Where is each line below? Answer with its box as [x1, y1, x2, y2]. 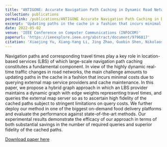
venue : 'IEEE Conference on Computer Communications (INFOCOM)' [5, 30, 141, 35]
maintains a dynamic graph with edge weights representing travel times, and [5, 90, 162, 96]
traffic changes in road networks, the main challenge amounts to [15, 69, 148, 75]
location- [141, 53, 161, 59]
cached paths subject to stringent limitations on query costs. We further [5, 100, 153, 106]
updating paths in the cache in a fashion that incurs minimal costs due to [5, 74, 154, 80]
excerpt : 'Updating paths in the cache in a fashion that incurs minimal [5, 21, 162, 26]
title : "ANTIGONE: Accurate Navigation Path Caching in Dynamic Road [5, 7, 153, 12]
